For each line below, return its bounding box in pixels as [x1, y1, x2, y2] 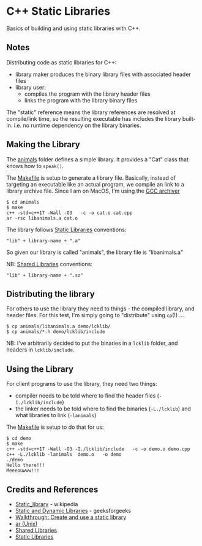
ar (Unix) [15, 520, 38, 527]
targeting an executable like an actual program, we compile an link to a [6, 180, 185, 188]
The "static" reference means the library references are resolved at [6, 109, 176, 116]
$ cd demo [6, 436, 32, 442]
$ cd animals [6, 199, 40, 205]
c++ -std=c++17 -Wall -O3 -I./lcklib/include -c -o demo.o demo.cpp [6, 446, 190, 452]
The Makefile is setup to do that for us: [6, 423, 104, 431]
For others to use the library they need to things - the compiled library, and [6, 305, 195, 312]
